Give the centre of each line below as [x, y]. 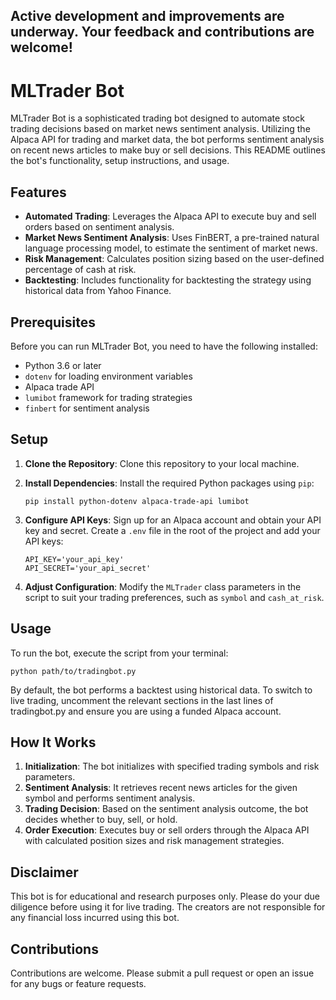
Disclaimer [44, 872]
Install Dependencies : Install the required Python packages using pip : [169, 483]
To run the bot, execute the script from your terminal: [119, 653]
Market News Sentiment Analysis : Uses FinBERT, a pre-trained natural [172, 238]
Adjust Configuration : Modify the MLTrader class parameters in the [163, 586]
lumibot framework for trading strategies [108, 397]
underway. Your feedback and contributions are [162, 32]
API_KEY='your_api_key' [74, 559]
